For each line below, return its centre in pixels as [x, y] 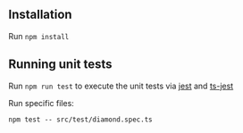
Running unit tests [60, 65]
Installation [40, 15]
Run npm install [39, 36]
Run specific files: [42, 103]
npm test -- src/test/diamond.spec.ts [80, 120]
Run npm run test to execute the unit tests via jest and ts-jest [121, 86]
